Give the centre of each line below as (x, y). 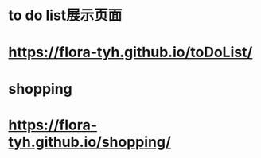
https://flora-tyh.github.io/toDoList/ (130, 52)
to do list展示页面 (65, 15)
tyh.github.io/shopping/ (90, 142)
